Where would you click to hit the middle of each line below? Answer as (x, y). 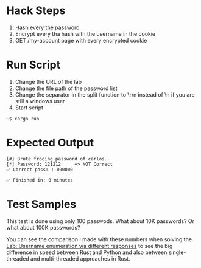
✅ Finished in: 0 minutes (40, 180)
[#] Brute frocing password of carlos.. (58, 159)
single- (177, 252)
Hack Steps (36, 11)
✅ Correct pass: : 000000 (40, 170)
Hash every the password (48, 27)
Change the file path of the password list (66, 88)
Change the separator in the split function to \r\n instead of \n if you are (105, 94)
